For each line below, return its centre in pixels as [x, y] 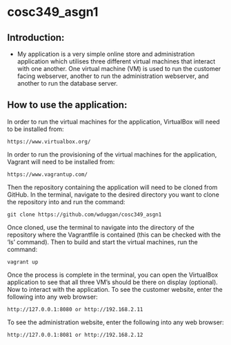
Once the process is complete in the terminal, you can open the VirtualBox [113, 275]
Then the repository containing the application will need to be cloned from [112, 187]
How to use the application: [67, 105]
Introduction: [36, 38]
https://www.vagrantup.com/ [48, 174]
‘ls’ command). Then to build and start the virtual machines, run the [102, 241]
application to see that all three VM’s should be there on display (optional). [113, 282]
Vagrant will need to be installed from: [61, 161]
